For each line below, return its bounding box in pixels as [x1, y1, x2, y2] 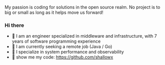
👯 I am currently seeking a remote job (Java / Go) [11, 44, 112, 50]
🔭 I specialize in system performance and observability [11, 49, 124, 55]
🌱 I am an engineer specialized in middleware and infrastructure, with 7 [11, 33, 157, 39]
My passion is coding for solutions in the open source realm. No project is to [4, 4, 161, 10]
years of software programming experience [11, 38, 101, 44]
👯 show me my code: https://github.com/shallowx [11, 54, 113, 60]
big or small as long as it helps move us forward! [4, 9, 104, 15]
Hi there [4, 22, 24, 29]
